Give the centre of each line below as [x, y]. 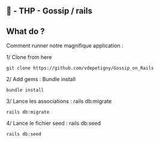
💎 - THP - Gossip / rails [49, 11]
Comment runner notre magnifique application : [65, 46]
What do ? [25, 31]
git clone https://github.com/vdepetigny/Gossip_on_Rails [80, 68]
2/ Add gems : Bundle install [41, 79]
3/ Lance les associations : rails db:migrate [59, 101]
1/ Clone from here [29, 57]
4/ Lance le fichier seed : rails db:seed [54, 124]
